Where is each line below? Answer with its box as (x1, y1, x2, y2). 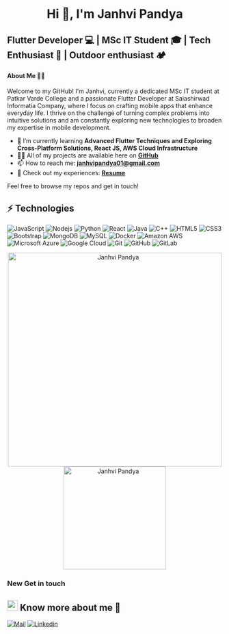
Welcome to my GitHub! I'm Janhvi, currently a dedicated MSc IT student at (7, 87, 220, 95)
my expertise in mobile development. (7, 123, 111, 131)
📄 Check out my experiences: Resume (16, 168, 126, 177)
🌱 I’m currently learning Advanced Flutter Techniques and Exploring (16, 136, 212, 144)
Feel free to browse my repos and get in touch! (7, 181, 139, 190)
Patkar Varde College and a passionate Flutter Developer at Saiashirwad (7, 94, 210, 102)
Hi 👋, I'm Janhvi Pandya (46, 6, 183, 22)
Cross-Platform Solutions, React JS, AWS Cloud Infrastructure (16, 144, 198, 152)
